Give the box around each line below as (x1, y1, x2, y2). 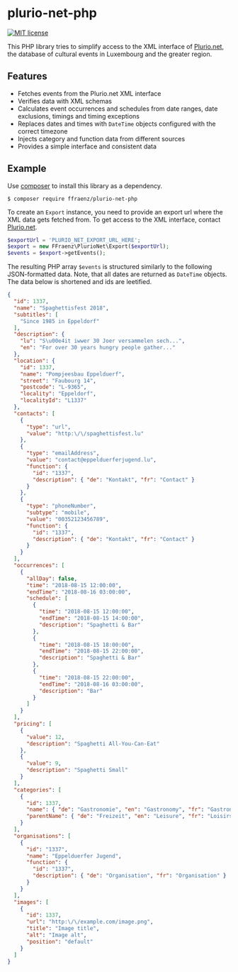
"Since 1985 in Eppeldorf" (20, 317, 100, 324)
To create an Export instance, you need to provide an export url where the (7, 207, 223, 216)
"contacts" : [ (13, 410, 55, 417)
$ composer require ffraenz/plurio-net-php (7, 195, 138, 202)
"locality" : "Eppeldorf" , (20, 391, 97, 398)
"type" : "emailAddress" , (25, 449, 100, 457)
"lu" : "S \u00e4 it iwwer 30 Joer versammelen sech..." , (20, 337, 186, 345)
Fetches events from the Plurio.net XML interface (17, 89, 161, 97)
